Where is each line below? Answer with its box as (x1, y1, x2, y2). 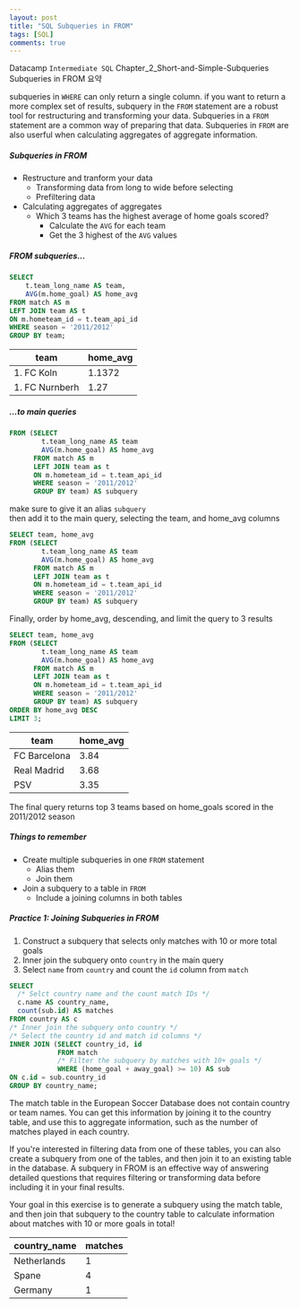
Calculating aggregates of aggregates (21, 201, 163, 212)
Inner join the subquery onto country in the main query (21, 955, 224, 965)
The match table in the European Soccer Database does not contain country (9, 1097, 290, 1108)
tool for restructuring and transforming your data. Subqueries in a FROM (9, 110, 269, 121)
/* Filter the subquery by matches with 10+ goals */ (56, 1056, 262, 1066)
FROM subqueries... (9, 250, 86, 261)
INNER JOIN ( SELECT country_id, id (9, 1040, 142, 1049)
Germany (13, 1284, 53, 1296)
